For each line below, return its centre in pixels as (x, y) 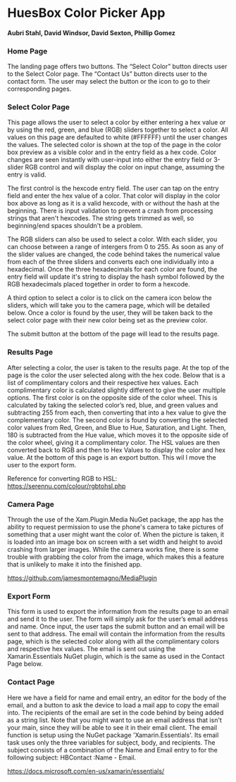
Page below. (25, 664)
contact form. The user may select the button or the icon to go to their (109, 82)
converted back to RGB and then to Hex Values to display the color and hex (117, 450)
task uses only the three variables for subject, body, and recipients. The (111, 742)
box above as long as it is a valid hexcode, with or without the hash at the (113, 203)
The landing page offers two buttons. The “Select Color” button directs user (117, 67)
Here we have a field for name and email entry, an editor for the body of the (117, 698)
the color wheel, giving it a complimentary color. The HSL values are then (114, 442)
